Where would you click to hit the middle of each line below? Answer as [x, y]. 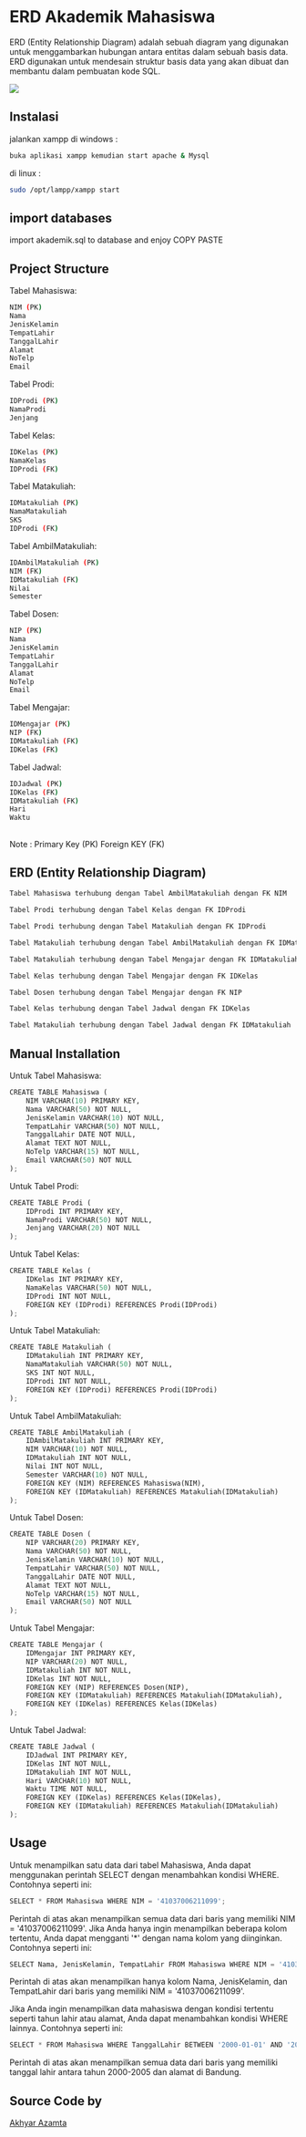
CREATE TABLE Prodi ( [51, 1203]
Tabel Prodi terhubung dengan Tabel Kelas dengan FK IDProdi [128, 910]
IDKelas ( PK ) [34, 452]
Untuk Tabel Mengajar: [52, 1628]
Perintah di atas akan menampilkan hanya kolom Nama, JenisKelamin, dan [149, 1982]
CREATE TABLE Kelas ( [51, 1271]
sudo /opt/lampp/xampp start [65, 190]
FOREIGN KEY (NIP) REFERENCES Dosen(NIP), [107, 1687]
